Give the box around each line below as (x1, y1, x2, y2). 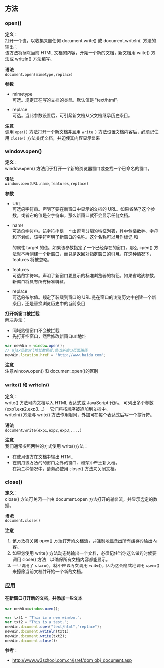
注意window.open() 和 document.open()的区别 (5, 368, 98, 374)
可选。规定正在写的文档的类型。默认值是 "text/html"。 (12, 97, 121, 103)
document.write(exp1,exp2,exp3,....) (5, 428, 82, 433)
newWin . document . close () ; (5, 638, 58, 643)
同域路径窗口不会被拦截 (12, 327, 60, 333)
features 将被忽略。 (12, 257, 52, 262)
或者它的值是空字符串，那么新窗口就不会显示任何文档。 (21, 212, 133, 218)
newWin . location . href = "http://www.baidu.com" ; (5, 352, 106, 357)
